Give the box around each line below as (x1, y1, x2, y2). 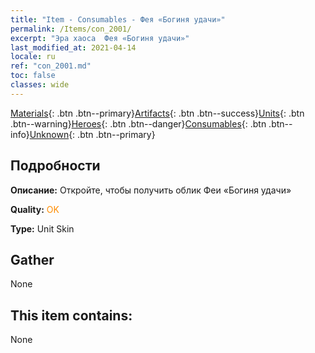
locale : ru (10, 52, 56, 62)
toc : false (10, 71, 56, 81)
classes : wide (10, 80, 70, 90)
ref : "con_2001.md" (10, 61, 92, 71)
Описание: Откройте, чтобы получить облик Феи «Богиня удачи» (10, 184, 292, 196)
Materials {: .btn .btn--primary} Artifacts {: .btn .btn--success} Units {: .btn (10, 107, 305, 119)
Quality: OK (10, 203, 60, 215)
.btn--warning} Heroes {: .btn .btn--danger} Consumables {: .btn (10, 117, 267, 130)
